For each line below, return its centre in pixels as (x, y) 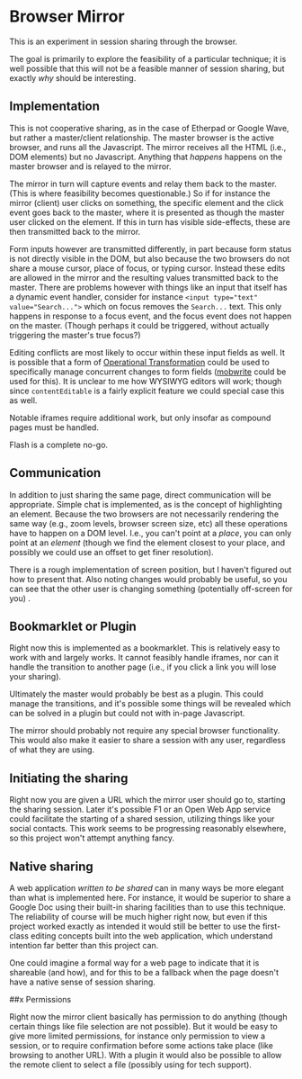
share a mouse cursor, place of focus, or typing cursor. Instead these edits (147, 268)
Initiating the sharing (69, 778)
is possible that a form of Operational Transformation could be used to (139, 362)
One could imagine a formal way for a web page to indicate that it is (134, 963)
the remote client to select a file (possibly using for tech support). (130, 1065)
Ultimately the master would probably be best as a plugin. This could (136, 694)
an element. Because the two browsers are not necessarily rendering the (144, 514)
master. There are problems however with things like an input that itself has (148, 287)
